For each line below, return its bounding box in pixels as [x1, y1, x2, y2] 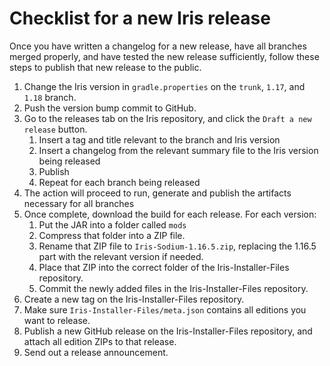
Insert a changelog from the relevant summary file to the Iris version [38, 144, 319, 156]
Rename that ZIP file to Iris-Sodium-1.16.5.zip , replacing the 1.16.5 [38, 240, 317, 252]
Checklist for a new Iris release [9, 7, 271, 30]
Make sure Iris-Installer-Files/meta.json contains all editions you [23, 303, 307, 316]
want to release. [23, 314, 91, 326]
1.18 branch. [23, 91, 77, 103]
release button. [23, 123, 88, 135]
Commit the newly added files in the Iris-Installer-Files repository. [38, 282, 309, 294]
